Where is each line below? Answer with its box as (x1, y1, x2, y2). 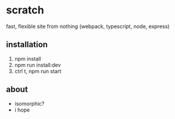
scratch (6, 3, 44, 17)
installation (6, 40, 48, 50)
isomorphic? (14, 100, 45, 107)
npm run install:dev (14, 61, 61, 68)
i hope (14, 106, 30, 113)
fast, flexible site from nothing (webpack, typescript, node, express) (6, 23, 170, 30)
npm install (14, 55, 42, 62)
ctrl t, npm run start (14, 68, 61, 75)
